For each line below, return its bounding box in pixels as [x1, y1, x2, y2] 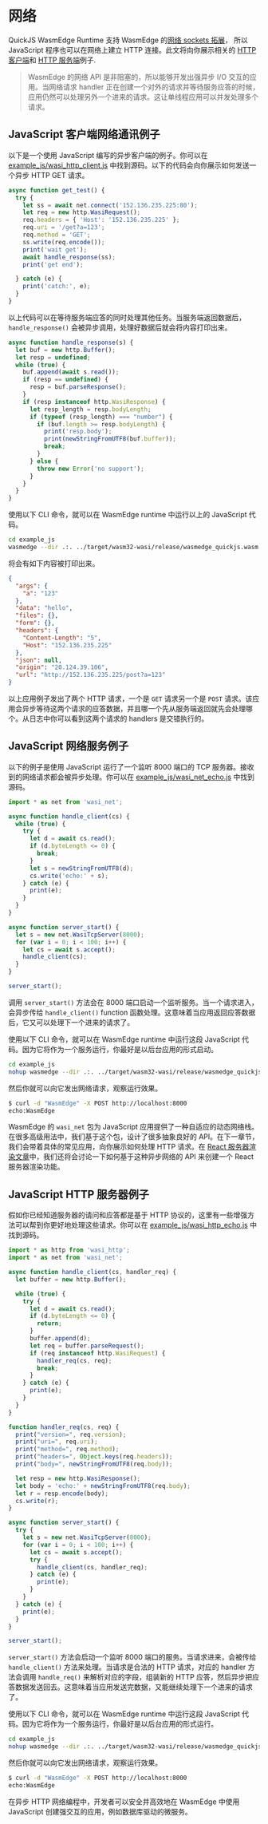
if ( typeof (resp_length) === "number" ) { [29, 413, 173, 421]
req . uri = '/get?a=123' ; [22, 224, 105, 231]
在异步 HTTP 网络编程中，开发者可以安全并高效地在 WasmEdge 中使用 [8, 1797, 240, 1806]
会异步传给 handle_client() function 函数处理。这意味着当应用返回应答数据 [8, 1007, 256, 1017]
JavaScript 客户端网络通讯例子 [8, 128, 161, 141]
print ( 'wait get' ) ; [22, 245, 88, 254]
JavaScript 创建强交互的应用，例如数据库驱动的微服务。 [8, 1806, 193, 1816]
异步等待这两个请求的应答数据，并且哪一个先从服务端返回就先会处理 [22, 704, 246, 713]
